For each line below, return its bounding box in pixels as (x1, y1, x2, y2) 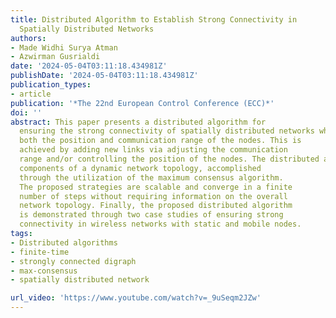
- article (10, 89, 52, 99)
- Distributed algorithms (10, 237, 118, 248)
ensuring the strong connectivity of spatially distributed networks (19, 126, 315, 136)
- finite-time (10, 247, 70, 257)
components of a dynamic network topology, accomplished (19, 163, 262, 173)
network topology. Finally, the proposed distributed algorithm (19, 201, 293, 211)
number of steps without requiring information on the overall (19, 191, 288, 201)
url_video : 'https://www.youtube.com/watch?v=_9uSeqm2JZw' (10, 293, 262, 303)
